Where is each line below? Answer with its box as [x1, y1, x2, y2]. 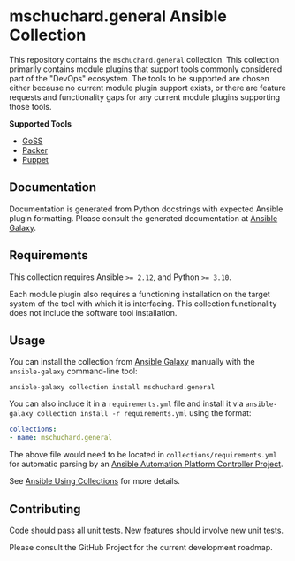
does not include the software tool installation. [9, 307, 178, 318]
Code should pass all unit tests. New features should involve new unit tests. [9, 525, 284, 535]
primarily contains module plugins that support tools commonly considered [9, 64, 283, 74]
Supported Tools [9, 118, 72, 129]
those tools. [9, 101, 52, 111]
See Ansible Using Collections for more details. [9, 476, 181, 487]
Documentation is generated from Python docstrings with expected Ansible [9, 204, 284, 214]
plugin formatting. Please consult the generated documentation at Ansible [9, 212, 278, 223]
